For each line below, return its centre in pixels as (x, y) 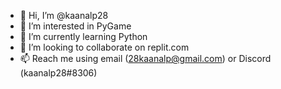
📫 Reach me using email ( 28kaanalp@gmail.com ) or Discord (145, 58)
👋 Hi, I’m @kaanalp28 (64, 15)
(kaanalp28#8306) (58, 73)
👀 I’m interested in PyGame (75, 26)
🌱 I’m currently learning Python (83, 36)
